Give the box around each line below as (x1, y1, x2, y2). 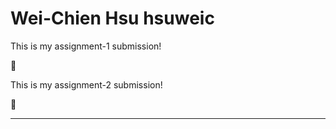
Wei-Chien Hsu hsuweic (10, 7, 215, 30)
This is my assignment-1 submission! (10, 40, 162, 52)
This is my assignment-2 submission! (10, 78, 163, 91)
